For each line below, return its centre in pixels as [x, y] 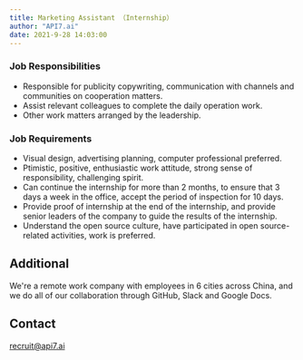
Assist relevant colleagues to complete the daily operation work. [142, 105]
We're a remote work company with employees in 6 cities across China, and [151, 286]
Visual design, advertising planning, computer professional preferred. [152, 158]
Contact [33, 324]
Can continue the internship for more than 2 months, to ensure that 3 [151, 187]
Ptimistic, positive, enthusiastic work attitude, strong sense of [137, 168]
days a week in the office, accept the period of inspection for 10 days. [153, 197]
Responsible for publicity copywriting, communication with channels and [158, 86]
